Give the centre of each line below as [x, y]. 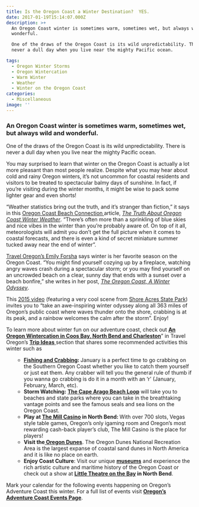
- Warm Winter [29, 77]
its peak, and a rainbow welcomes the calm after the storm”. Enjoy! [87, 318]
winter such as [24, 348]
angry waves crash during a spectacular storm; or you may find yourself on [98, 269]
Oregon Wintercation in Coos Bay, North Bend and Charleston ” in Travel [96, 336]
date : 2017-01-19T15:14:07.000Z [46, 17]
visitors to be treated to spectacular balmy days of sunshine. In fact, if [92, 183]
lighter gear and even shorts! [41, 195]
